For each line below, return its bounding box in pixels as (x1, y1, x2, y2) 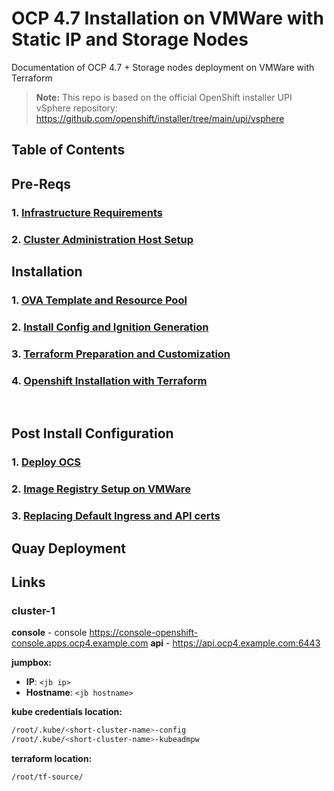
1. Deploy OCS (11, 455, 82, 469)
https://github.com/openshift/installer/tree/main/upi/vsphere (35, 112, 285, 124)
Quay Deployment (11, 540, 127, 557)
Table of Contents (11, 142, 126, 159)
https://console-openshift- (89, 627, 199, 639)
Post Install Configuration (11, 425, 174, 442)
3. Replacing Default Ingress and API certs (11, 509, 221, 523)
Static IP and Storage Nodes (11, 28, 249, 51)
